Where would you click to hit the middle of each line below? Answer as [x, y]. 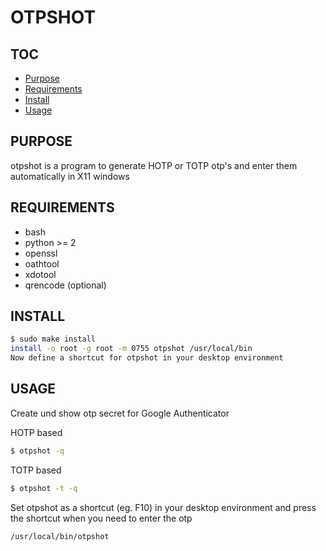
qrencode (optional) [65, 285]
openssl [41, 253]
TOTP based [36, 470]
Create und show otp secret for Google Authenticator [120, 413]
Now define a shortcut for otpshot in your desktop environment [147, 358]
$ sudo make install [53, 339]
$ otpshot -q [37, 451]
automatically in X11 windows [70, 176]
